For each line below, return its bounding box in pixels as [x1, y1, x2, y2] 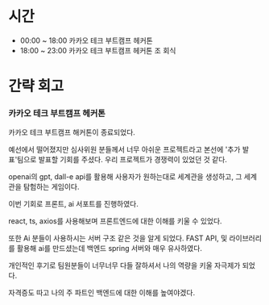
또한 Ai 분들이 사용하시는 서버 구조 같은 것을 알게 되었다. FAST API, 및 [8, 233, 228, 243]
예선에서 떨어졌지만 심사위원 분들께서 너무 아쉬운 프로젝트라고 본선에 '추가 [8, 144, 241, 154]
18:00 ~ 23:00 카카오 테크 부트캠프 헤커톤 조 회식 [19, 45, 176, 55]
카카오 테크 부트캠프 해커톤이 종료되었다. [8, 127, 135, 137]
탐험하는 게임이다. [23, 182, 80, 192]
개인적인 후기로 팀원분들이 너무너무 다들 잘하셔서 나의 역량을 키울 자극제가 [8, 261, 241, 270]
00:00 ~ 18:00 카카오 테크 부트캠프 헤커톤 [19, 36, 153, 45]
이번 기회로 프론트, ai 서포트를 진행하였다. [8, 199, 139, 209]
